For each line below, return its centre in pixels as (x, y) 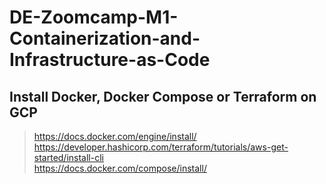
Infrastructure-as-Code (110, 60)
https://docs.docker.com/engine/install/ (115, 136)
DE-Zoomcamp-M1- (94, 17)
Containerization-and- (105, 38)
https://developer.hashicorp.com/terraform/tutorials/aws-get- (161, 147)
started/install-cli (68, 157)
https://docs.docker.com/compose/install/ (120, 168)
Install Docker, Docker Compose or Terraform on (163, 96)
